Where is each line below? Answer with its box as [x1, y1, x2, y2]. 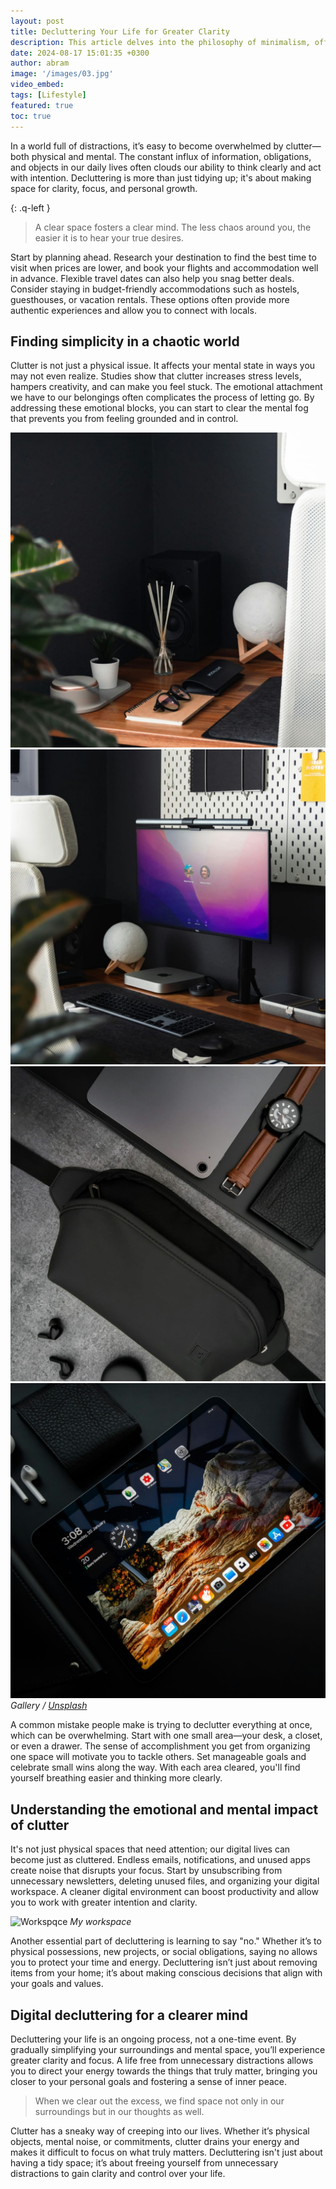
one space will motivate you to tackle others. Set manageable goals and [10, 1751, 307, 1763]
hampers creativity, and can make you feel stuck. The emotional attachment [10, 381, 323, 393]
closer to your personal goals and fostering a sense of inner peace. [10, 2075, 287, 2087]
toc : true [10, 111, 52, 121]
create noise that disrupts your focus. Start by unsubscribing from [10, 1865, 283, 1877]
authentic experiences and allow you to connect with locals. [10, 304, 257, 316]
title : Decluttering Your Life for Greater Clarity [10, 26, 230, 37]
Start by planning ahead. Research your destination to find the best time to [10, 251, 317, 263]
